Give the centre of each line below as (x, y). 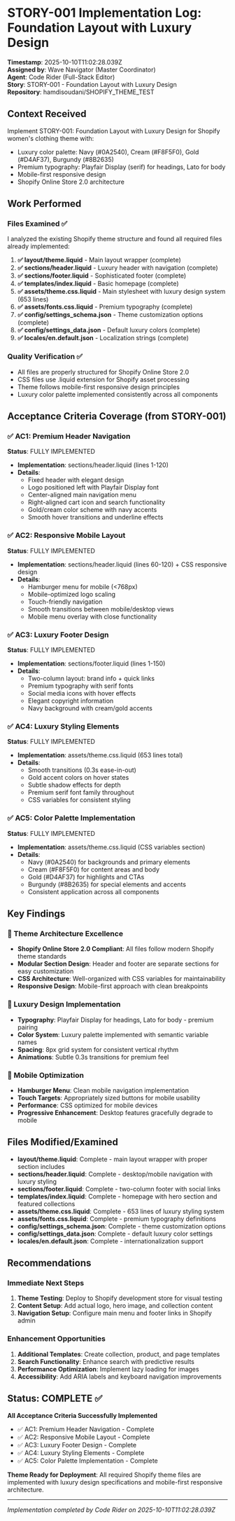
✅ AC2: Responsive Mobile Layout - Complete (84, 1437)
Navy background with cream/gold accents (90, 708)
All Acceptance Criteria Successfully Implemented (83, 1415)
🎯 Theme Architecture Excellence (65, 933)
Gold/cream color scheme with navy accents (92, 510)
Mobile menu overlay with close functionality (92, 616)
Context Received (47, 114)
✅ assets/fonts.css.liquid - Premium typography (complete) (105, 307)
